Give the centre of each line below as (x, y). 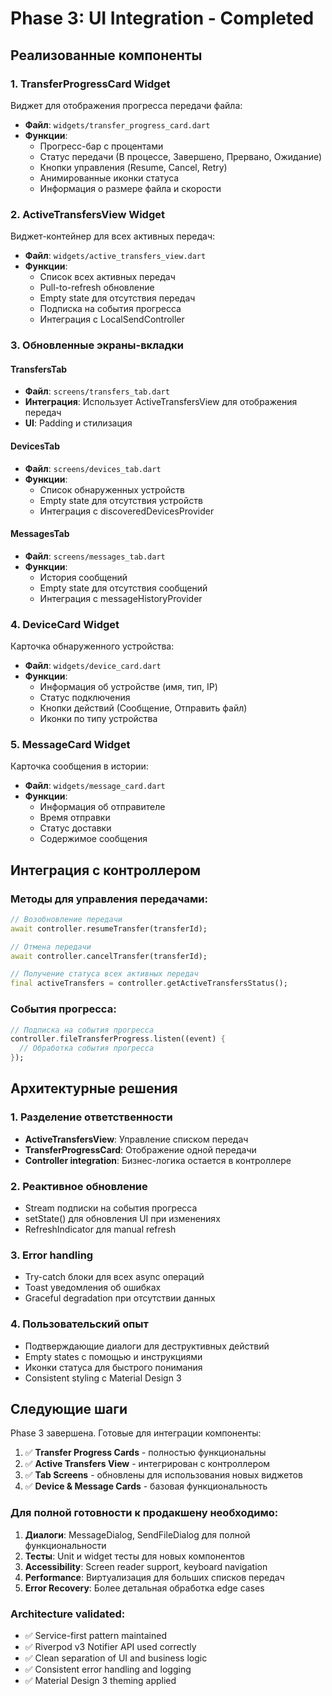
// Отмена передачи (51, 947)
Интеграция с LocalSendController (112, 319)
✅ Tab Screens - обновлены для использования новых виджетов (163, 1475)
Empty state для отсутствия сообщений (123, 588)
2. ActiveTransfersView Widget (88, 214)
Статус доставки (75, 828)
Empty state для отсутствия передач (117, 298)
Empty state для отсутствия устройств (121, 500)
